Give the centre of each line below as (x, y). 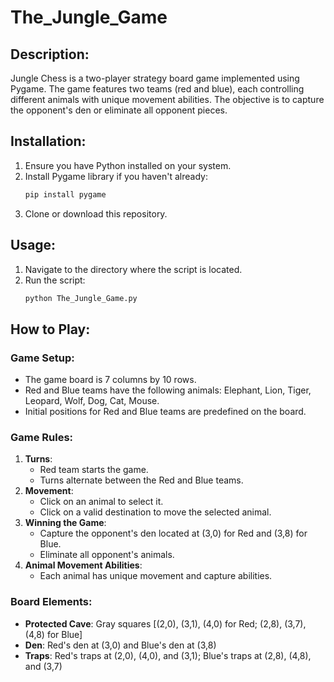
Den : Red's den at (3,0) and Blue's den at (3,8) (120, 645)
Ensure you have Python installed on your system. (128, 165)
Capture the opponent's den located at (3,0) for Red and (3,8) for (173, 533)
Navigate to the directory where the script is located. (133, 269)
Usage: (33, 245)
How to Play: (50, 329)
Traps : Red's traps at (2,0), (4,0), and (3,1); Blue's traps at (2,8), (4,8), (168, 655)
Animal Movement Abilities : (83, 565)
